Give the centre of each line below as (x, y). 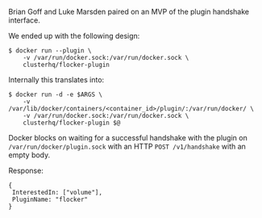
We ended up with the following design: (74, 36)
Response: (26, 170)
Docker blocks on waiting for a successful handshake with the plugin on (128, 138)
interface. (24, 20)
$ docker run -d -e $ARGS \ (56, 94)
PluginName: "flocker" (50, 199)
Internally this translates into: (56, 80)
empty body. (29, 155)
